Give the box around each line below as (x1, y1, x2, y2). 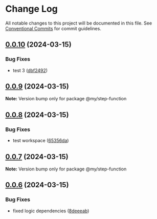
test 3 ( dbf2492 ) (12, 67, 48, 73)
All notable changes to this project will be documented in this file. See (5, 20, 152, 26)
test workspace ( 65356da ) (12, 138, 69, 144)
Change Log (5, 3, 58, 15)
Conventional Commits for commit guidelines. (5, 25, 101, 31)
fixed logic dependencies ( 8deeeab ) (12, 208, 89, 214)
